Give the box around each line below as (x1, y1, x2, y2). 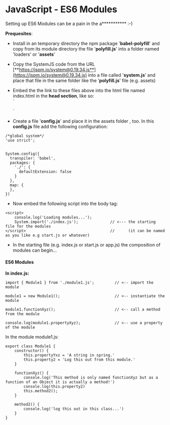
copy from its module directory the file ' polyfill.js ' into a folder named (12, 46, 159, 52)
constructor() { (14, 348, 49, 353)
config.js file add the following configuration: (12, 123, 108, 129)
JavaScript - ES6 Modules (5, 4, 118, 15)
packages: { (10, 160, 36, 165)
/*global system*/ (5, 133, 44, 139)
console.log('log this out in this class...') (23, 407, 124, 412)
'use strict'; (5, 138, 36, 143)
